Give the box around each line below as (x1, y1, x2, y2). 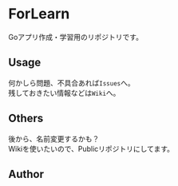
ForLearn (8, 5, 70, 23)
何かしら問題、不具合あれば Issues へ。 (8, 77, 135, 88)
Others (8, 112, 44, 125)
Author (8, 167, 44, 180)
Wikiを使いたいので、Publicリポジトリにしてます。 (8, 144, 174, 153)
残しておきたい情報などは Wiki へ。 (8, 88, 121, 97)
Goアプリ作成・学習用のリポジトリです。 (8, 32, 144, 42)
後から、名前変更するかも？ (8, 133, 100, 144)
